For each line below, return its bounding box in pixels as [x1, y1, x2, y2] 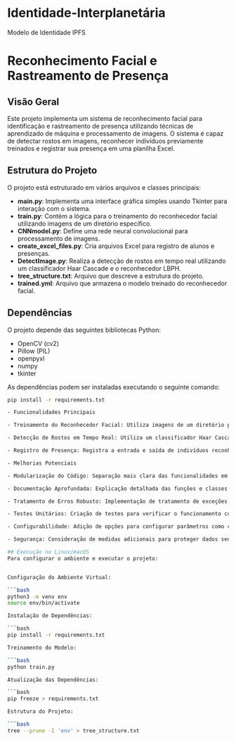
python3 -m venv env [7, 593, 68, 600]
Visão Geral [7, 96, 60, 108]
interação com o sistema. [17, 204, 91, 212]
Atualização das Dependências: [7, 676, 99, 683]
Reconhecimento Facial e [7, 53, 157, 69]
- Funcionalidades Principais [7, 409, 96, 416]
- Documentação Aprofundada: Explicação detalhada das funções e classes [7, 485, 228, 492]
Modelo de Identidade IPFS [7, 28, 86, 37]
